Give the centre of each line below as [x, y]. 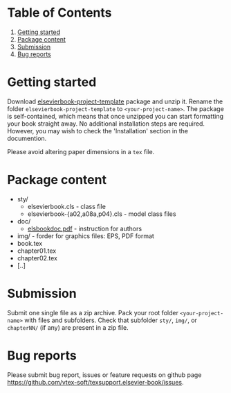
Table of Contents [59, 13]
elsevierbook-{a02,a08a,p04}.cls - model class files [102, 214]
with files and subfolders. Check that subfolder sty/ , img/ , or [110, 320]
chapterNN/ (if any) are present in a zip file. [68, 327]
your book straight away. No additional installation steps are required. [106, 124]
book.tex [30, 243]
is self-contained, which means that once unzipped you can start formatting [115, 116]
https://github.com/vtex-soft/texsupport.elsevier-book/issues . [95, 382]
